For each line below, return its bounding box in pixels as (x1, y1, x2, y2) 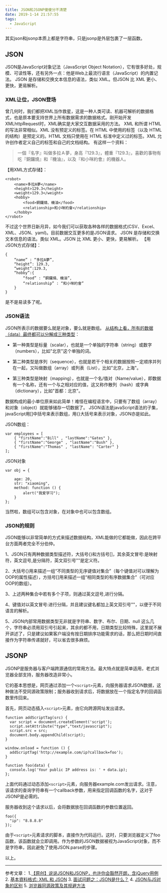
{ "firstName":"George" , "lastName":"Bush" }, (14, 440, 114, 445)
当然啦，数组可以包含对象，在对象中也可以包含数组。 (5, 508, 114, 514)
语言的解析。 (5, 607, 31, 614)
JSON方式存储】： (5, 242, 41, 248)
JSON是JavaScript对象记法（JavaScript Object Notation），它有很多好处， (5, 64, 158, 70)
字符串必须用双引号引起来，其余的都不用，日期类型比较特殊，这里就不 (13, 624, 158, 630)
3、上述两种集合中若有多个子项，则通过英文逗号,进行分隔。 (5, 591, 127, 597)
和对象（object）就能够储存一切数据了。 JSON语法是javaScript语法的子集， (5, 405, 161, 410)
